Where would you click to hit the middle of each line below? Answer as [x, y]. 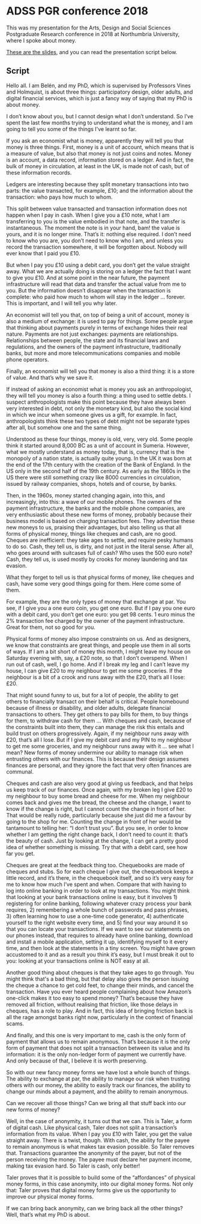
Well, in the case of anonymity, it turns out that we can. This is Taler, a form [99, 1121]
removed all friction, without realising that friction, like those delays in [92, 1004]
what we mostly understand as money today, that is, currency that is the [95, 452]
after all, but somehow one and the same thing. [64, 427]
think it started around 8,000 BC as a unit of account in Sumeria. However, [98, 445]
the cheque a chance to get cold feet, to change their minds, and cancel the [100, 985]
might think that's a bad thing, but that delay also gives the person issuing [97, 979]
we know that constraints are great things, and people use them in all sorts [98, 645]
